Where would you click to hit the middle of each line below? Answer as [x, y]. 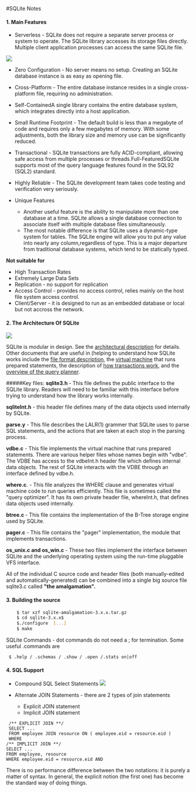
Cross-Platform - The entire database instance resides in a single [93, 87]
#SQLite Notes [24, 9]
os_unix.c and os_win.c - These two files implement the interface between [97, 550]
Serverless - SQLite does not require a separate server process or [94, 35]
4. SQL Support [25, 670]
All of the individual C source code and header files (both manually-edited [95, 574]
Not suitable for [25, 261]
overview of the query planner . [43, 372]
